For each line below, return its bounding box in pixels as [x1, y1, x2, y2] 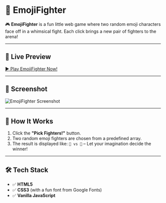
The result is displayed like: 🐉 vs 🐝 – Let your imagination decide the [12, 141, 152, 147]
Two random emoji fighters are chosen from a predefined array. [12, 135, 142, 141]
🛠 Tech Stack [5, 166, 48, 174]
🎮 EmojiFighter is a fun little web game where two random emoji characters [5, 21, 161, 27]
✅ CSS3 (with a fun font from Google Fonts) [12, 187, 102, 193]
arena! [5, 33, 18, 39]
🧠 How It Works [5, 117, 53, 126]
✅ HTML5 [12, 181, 33, 188]
